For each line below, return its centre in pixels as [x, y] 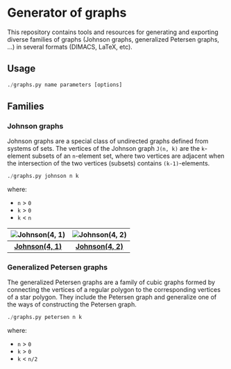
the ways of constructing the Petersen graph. [72, 304]
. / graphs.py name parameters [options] [65, 85]
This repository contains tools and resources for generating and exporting [113, 32]
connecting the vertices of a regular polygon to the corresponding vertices [114, 290]
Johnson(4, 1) [38, 247]
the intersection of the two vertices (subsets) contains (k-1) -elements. [109, 163]
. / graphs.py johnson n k [43, 176]
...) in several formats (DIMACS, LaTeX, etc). [70, 47]
